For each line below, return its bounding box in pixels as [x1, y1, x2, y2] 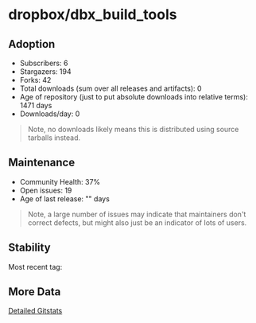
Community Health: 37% [19, 177, 101, 186]
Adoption [8, 37, 56, 51]
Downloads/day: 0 [19, 109, 80, 119]
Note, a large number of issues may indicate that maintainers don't [27, 209, 246, 219]
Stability [8, 241, 51, 255]
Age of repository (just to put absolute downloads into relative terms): [19, 92, 248, 101]
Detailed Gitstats [8, 306, 63, 316]
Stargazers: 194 [19, 67, 72, 76]
